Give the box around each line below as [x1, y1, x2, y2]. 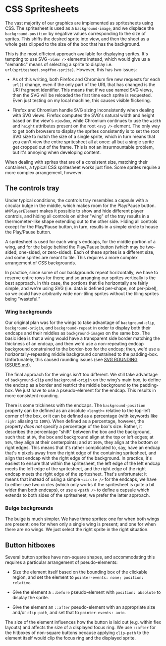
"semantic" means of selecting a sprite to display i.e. [5, 61, 113, 67]
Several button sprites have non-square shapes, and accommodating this [5, 554, 155, 560]
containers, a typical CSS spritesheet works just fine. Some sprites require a [5, 164, 161, 170]
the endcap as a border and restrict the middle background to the [5, 382, 139, 388]
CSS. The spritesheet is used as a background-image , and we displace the [5, 25, 155, 31]
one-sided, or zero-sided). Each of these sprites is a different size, [19, 249, 155, 255]
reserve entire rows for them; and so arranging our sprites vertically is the [5, 275, 156, 281]
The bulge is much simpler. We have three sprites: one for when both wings [5, 516, 160, 522]
